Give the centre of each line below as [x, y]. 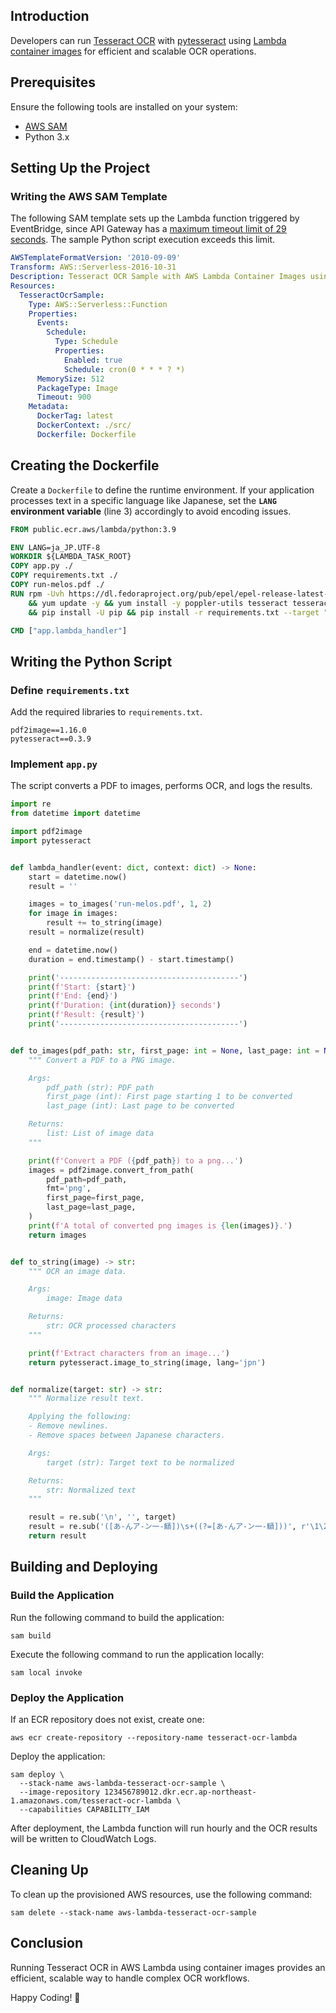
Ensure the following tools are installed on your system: [124, 106]
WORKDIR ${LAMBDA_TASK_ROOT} [71, 557]
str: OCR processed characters [111, 1326]
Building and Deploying [84, 1567]
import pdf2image [46, 832]
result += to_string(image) [104, 923]
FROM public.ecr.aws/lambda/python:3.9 [93, 529]
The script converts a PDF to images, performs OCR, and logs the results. [161, 786]
